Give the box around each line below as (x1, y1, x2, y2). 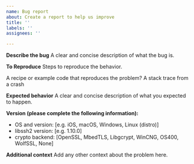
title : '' (6, 19, 31, 25)
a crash (6, 81, 25, 88)
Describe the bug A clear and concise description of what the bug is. (6, 52, 175, 59)
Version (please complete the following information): (6, 110, 139, 117)
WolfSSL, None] (14, 140, 54, 147)
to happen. (6, 98, 32, 106)
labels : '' (6, 25, 33, 31)
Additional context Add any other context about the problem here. (6, 151, 168, 159)
